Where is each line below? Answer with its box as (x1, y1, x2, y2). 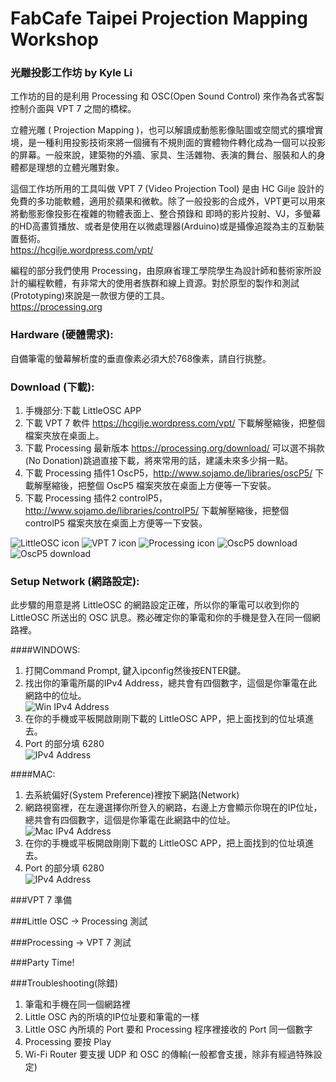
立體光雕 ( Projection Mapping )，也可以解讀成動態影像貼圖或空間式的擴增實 (10, 124, 324, 136)
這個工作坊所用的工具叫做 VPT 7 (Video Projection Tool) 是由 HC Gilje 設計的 (10, 183, 325, 195)
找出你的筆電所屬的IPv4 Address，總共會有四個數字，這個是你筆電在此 (24, 677, 318, 689)
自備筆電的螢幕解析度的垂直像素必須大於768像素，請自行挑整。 (10, 352, 272, 364)
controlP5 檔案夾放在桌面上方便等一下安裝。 (24, 517, 208, 529)
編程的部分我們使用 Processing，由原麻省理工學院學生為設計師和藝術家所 (10, 265, 313, 277)
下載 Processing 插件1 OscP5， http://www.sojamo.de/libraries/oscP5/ (24, 467, 313, 479)
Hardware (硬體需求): (10, 328, 114, 342)
